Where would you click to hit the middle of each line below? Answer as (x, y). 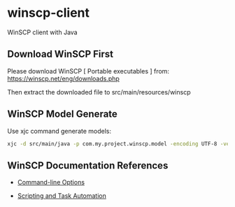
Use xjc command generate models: (59, 131)
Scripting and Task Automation (62, 196)
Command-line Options (51, 183)
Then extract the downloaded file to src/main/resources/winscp (99, 92)
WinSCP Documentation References (88, 165)
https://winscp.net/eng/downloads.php (64, 78)
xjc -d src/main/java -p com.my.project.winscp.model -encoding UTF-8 (112, 144)
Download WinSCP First (60, 54)
